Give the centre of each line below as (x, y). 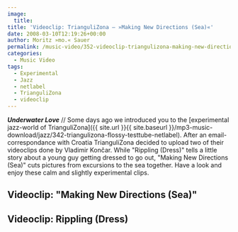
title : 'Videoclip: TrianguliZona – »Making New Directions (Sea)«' (110, 27)
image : (17, 14)
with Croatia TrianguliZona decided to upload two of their (141, 142)
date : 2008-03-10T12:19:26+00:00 (57, 34)
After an (195, 135)
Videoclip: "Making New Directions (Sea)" (102, 195)
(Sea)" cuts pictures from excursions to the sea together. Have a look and (114, 165)
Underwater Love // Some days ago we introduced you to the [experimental (118, 120)
